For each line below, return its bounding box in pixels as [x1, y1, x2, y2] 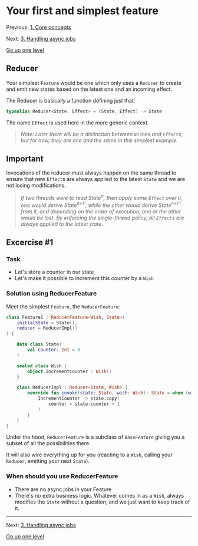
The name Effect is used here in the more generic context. [6, 119, 149, 126]
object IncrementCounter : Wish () [27, 369, 112, 374]
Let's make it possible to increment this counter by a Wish [14, 275, 154, 282]
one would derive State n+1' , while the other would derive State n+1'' [20, 200, 181, 209]
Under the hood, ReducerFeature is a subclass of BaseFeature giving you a [6, 433, 185, 440]
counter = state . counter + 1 [48, 401, 120, 407]
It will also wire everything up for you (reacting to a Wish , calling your [6, 451, 173, 458]
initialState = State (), [16, 320, 78, 325]
